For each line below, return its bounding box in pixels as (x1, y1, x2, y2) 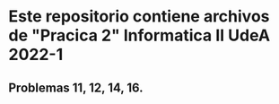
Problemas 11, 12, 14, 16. (8, 80, 144, 95)
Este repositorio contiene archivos (8, 6, 270, 27)
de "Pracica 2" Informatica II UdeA (8, 25, 271, 46)
